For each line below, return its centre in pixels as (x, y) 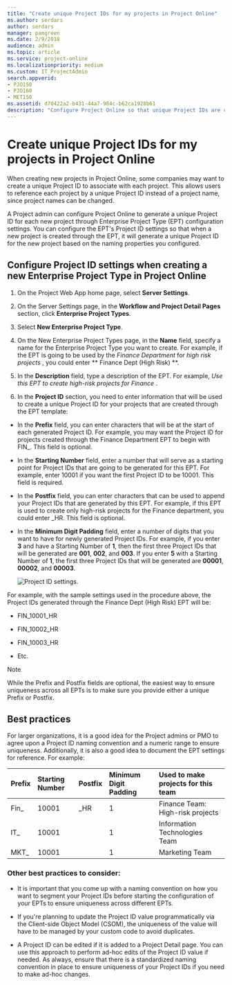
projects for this (185, 783)
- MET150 (20, 98)
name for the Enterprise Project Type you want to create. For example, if (120, 348)
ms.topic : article (33, 53)
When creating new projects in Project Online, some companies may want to (116, 178)
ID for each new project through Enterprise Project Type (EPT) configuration (115, 221)
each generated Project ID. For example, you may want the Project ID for (120, 432)
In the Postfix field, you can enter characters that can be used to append (121, 495)
